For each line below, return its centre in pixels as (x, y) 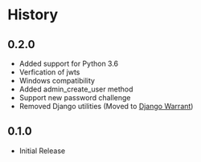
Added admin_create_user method (76, 89)
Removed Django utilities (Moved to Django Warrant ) (106, 106)
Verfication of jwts (49, 72)
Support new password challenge (75, 97)
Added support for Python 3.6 (69, 63)
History (33, 15)
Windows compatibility (57, 81)
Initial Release (42, 151)
